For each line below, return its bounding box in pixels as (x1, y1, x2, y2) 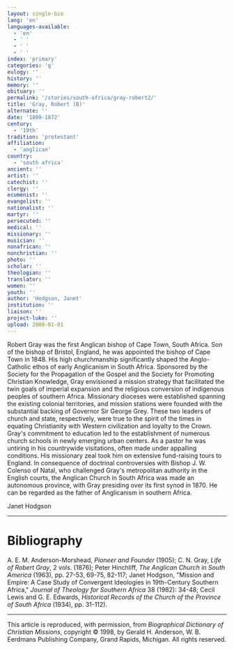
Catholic (7, 362, 31, 371)
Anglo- (189, 355, 210, 363)
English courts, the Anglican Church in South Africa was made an (7, 473, 195, 481)
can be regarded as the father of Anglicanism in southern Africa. (7, 488, 193, 497)
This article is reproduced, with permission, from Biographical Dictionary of (7, 620, 224, 628)
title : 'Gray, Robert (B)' (7, 101, 86, 108)
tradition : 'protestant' (7, 133, 79, 140)
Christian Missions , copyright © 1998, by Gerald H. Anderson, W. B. (7, 628, 201, 636)
